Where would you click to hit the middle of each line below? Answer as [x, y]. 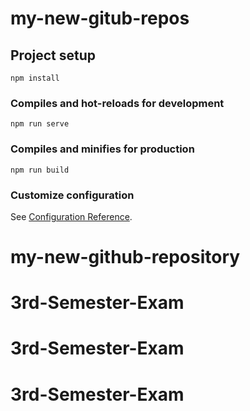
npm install [35, 78]
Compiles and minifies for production [102, 149]
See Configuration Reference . [71, 216]
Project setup [53, 55]
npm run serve [40, 124]
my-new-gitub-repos [100, 18]
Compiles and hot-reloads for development [117, 103]
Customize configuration [72, 195]
